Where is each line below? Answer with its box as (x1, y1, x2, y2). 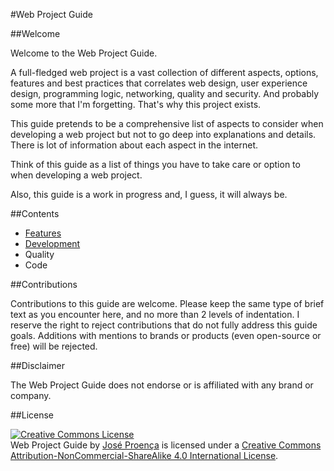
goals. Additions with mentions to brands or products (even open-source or (10, 330, 322, 341)
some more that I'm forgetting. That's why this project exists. (10, 99, 262, 110)
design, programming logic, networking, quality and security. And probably (10, 88, 320, 99)
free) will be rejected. (10, 340, 98, 352)
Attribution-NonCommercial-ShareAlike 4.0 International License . (10, 450, 279, 461)
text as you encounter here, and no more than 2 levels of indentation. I (10, 309, 300, 320)
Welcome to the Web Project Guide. (10, 47, 158, 59)
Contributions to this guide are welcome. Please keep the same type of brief (10, 298, 325, 309)
